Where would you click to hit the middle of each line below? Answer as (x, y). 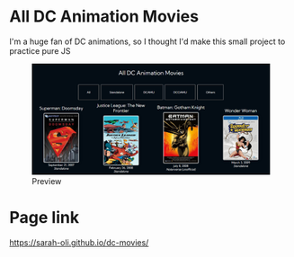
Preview (47, 182)
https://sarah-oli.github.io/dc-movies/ (79, 243)
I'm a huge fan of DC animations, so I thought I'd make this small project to (147, 41)
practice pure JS (40, 50)
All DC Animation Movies (104, 17)
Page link (44, 218)
